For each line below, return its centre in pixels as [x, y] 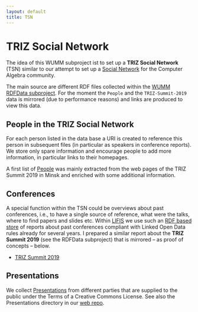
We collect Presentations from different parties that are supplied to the [92, 290]
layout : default [26, 12]
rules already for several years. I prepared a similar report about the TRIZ [95, 233]
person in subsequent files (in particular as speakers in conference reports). [99, 145]
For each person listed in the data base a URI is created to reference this [94, 139]
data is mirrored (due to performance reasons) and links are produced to [95, 99]
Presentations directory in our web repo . [55, 303]
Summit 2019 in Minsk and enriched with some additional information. [91, 175]
